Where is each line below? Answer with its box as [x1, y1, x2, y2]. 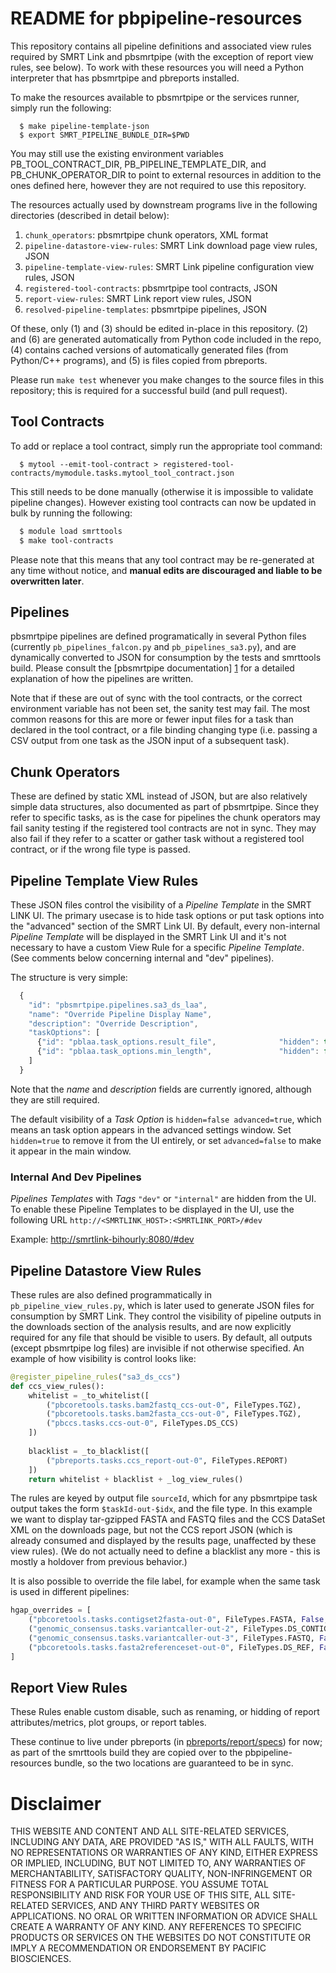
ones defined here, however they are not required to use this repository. [10, 179, 307, 191]
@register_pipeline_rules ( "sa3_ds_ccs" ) [10, 1372, 182, 1382]
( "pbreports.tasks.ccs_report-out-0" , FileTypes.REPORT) [46, 1455, 288, 1466]
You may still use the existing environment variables [10, 147, 224, 159]
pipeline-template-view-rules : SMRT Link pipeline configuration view [24, 260, 315, 272]
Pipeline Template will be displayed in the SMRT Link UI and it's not [10, 930, 287, 942]
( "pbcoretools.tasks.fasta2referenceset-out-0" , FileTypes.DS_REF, [28, 1642, 315, 1652]
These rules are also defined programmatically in [10, 1288, 213, 1301]
